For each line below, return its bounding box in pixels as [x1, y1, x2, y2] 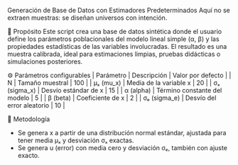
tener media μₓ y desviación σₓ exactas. [17, 136, 134, 144]
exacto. [17, 152, 40, 159]
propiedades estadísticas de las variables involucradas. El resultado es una [7, 42, 227, 50]
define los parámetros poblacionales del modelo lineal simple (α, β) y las [7, 35, 220, 43]
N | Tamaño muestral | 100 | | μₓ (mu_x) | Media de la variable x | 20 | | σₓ [7, 79, 220, 87]
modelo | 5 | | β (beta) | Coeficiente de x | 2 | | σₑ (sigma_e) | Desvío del [7, 93, 217, 102]
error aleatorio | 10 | [7, 101, 65, 109]
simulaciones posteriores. [7, 57, 83, 66]
